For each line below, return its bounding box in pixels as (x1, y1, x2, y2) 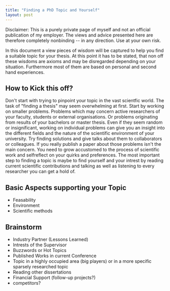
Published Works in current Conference (12, 253, 97, 259)
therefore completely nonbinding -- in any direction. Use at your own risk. (5, 37, 161, 44)
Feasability (12, 197, 36, 203)
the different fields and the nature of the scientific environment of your (5, 130, 155, 137)
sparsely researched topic (12, 263, 68, 269)
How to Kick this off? (5, 84, 73, 92)
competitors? (12, 280, 41, 286)
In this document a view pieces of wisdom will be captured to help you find (5, 47, 164, 53)
